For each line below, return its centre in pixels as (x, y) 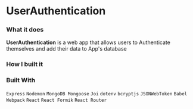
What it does (25, 30)
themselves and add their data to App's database (66, 49)
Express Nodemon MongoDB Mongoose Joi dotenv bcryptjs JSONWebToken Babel (97, 94)
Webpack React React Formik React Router (57, 100)
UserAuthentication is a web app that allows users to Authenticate (88, 42)
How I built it (25, 64)
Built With (21, 80)
